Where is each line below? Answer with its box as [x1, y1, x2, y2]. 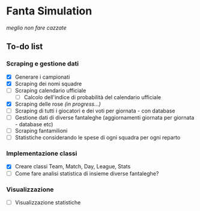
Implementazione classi [6, 149, 77, 157]
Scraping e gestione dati [6, 60, 79, 68]
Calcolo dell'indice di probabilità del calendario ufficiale [23, 93, 162, 100]
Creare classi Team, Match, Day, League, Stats [14, 163, 131, 170]
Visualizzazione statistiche [14, 198, 81, 206]
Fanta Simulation [6, 4, 92, 18]
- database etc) [14, 121, 53, 128]
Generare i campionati [14, 73, 70, 81]
